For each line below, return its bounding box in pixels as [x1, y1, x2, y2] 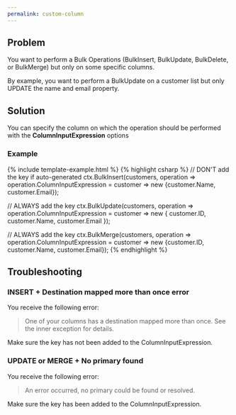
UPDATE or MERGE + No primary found [7, 356, 144, 366]
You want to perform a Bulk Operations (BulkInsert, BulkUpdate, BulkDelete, [7, 55, 229, 64]
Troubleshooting [7, 265, 83, 277]
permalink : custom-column [7, 10, 84, 18]
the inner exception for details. [24, 324, 115, 333]
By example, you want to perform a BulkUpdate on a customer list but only [7, 77, 225, 85]
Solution [7, 104, 45, 117]
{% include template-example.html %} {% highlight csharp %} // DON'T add [7, 165, 230, 174]
